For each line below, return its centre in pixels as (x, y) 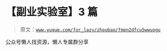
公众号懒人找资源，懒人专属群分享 (47, 42)
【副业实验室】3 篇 (52, 12)
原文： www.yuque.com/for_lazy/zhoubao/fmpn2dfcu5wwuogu (90, 29)
